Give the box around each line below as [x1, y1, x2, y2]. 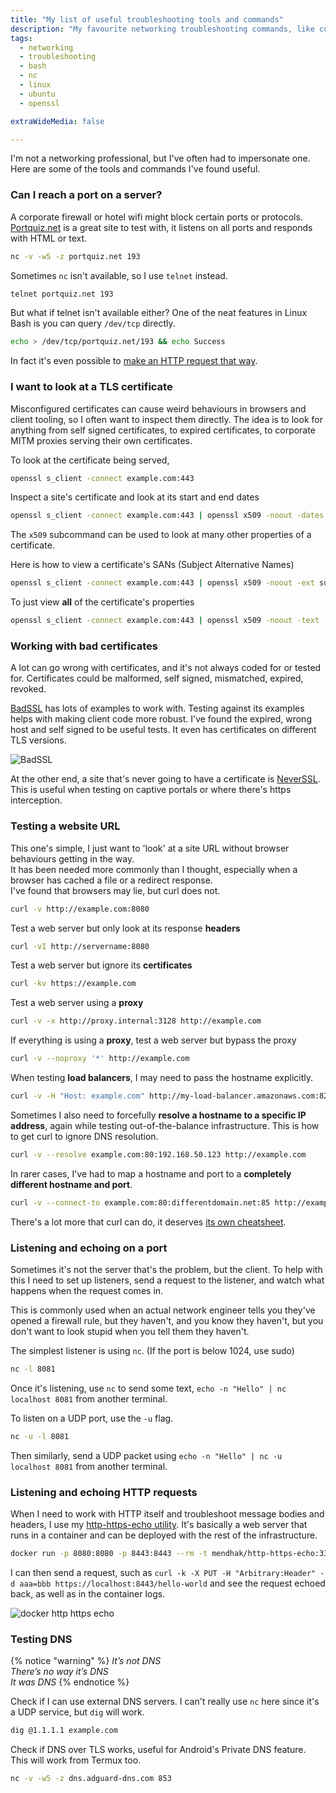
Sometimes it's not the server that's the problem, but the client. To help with [10, 1263, 323, 1275]
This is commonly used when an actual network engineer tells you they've [10, 1304, 316, 1316]
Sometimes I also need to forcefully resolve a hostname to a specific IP [10, 1109, 307, 1121]
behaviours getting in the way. [10, 852, 135, 865]
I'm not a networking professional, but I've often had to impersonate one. [10, 152, 311, 165]
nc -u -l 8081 [10, 1431, 70, 1441]
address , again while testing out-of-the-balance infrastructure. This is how [10, 1119, 320, 1131]
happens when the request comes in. [10, 1284, 164, 1296]
